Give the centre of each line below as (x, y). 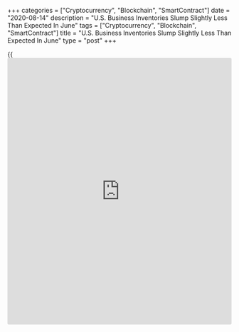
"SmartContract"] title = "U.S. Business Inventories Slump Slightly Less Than (119, 33)
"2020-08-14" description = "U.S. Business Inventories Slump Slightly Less (117, 18)
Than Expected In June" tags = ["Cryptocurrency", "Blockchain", (102, 25)
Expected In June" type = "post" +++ (62, 41)
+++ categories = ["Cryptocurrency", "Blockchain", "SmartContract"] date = (119, 10)
